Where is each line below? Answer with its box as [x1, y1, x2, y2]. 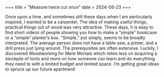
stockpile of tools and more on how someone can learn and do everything [5, 56, 155, 61]
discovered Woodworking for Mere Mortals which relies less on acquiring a [5, 50, 158, 56]
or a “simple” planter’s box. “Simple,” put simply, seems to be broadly [5, 35, 146, 40]
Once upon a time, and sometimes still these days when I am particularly [5, 14, 153, 19]
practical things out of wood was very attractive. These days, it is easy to [5, 24, 154, 30]
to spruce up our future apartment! [5, 66, 76, 72]
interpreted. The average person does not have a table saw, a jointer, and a [5, 40, 158, 46]
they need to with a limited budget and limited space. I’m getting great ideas [5, 61, 159, 67]
